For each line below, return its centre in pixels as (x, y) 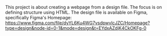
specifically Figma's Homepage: (38, 18)
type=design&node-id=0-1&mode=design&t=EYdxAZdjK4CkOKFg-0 (76, 28)
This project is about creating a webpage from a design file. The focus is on (83, 7)
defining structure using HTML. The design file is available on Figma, (76, 12)
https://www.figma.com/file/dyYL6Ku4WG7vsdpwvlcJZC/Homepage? (77, 23)
